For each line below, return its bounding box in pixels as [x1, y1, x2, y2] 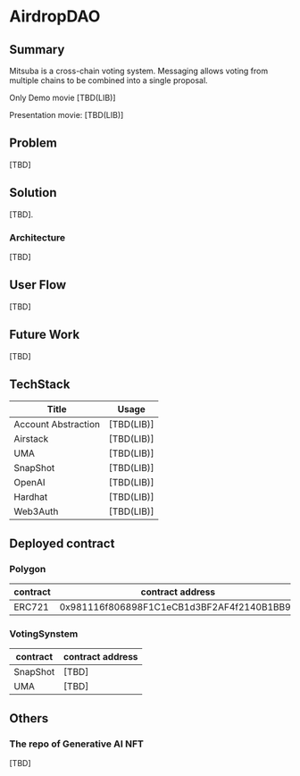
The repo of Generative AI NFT [9, 738, 145, 750]
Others [9, 711, 49, 726]
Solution [9, 185, 57, 200]
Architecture [9, 231, 66, 243]
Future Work [9, 327, 80, 342]
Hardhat [13, 491, 48, 503]
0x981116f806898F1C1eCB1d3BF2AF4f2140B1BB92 [59, 601, 297, 613]
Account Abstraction [13, 418, 101, 431]
